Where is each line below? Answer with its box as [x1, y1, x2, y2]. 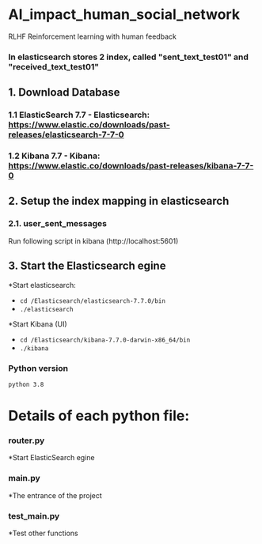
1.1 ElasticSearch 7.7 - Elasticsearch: [8, 109, 150, 120]
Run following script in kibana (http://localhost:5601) [8, 236, 179, 246]
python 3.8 [8, 380, 44, 388]
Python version [8, 362, 69, 373]
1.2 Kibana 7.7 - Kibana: [8, 150, 101, 161]
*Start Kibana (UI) [8, 319, 67, 329]
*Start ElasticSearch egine [8, 453, 95, 463]
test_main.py [8, 510, 60, 521]
